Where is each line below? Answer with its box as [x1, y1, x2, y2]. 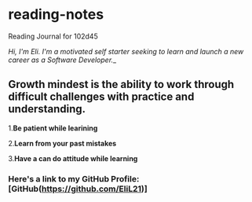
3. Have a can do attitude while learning [8, 153, 138, 163]
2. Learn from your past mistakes [8, 138, 117, 148]
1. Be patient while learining [8, 123, 98, 133]
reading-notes [8, 6, 104, 24]
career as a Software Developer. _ [8, 55, 116, 64]
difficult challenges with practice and [8, 90, 195, 104]
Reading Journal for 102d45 [8, 31, 98, 41]
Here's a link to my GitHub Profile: [8, 173, 140, 184]
